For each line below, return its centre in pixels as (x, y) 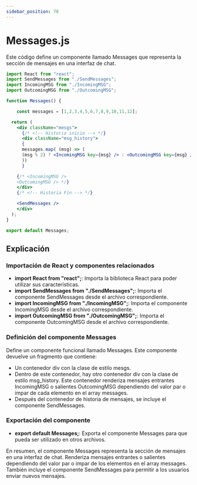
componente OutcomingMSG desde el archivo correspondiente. (92, 322)
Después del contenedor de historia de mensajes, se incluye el (90, 399)
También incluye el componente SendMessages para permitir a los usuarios (98, 469)
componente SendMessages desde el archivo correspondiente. (91, 297)
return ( (22, 122)
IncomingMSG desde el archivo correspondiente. (74, 310)
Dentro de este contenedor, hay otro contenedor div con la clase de (96, 374)
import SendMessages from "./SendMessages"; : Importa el (88, 291)
